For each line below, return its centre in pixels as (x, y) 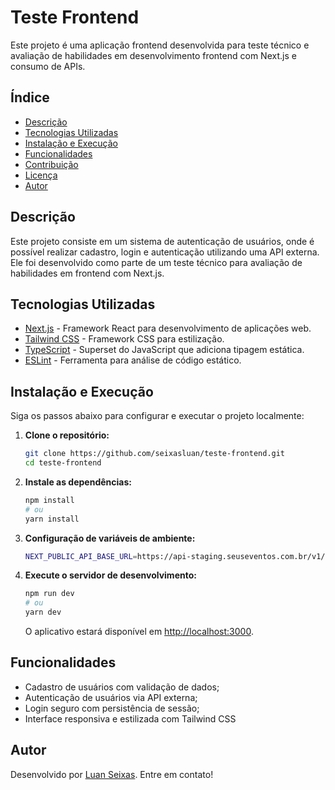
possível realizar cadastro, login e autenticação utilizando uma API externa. (165, 252)
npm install (49, 500)
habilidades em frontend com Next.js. (87, 273)
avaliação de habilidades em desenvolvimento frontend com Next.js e (153, 55)
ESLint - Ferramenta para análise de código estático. (133, 360)
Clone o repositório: (67, 435)
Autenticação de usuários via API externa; (111, 697)
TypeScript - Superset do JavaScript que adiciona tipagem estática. (164, 350)
